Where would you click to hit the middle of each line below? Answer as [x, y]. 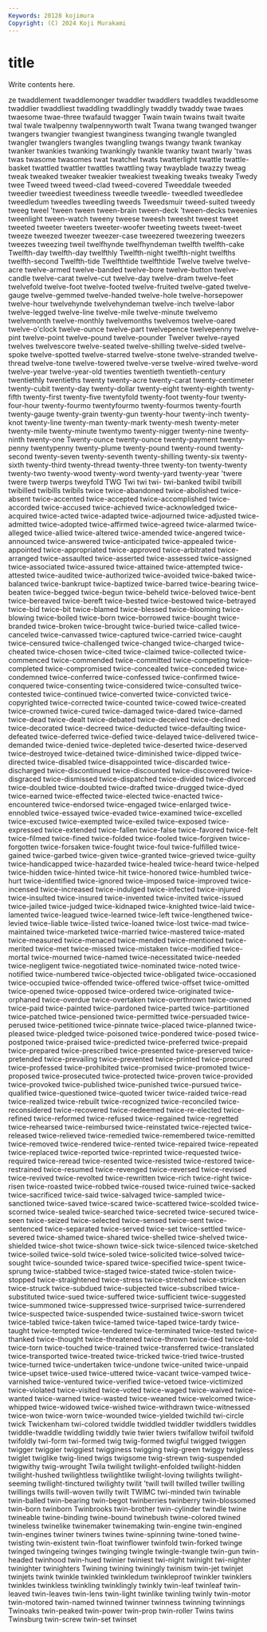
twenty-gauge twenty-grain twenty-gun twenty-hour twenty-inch [116, 414]
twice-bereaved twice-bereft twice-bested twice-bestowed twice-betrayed [132, 601]
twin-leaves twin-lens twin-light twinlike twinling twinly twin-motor [141, 1594]
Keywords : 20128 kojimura [51, 16]
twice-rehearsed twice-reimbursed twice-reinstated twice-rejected [119, 1127]
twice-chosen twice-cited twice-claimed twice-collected [130, 652]
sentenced [26, 1229]
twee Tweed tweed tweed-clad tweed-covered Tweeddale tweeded [120, 185]
